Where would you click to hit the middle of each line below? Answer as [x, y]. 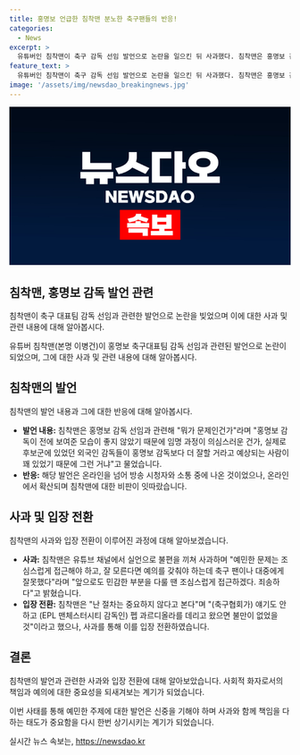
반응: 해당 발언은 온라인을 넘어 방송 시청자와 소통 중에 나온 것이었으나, [144, 475]
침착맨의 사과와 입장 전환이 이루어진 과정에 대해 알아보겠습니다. [119, 540]
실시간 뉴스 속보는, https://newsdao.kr [77, 741]
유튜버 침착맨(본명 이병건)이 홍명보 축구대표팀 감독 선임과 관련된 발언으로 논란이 [148, 346]
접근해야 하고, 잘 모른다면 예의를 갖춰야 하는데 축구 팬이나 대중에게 [169, 570]
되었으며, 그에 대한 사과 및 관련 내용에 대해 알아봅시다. [103, 357]
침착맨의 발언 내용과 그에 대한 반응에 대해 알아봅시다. [101, 411]
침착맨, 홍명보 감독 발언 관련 [82, 292]
